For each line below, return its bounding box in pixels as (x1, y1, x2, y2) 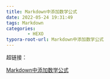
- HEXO (27, 31, 44, 37)
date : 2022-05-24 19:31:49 (6, 14, 73, 20)
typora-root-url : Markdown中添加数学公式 (6, 37, 104, 42)
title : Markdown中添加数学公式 (6, 8, 77, 15)
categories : (6, 25, 36, 32)
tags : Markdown (6, 20, 44, 26)
